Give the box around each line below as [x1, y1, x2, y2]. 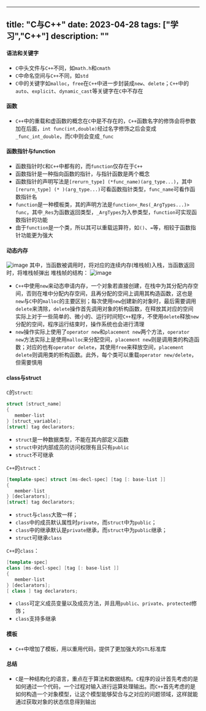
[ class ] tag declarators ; [6, 588, 78, 594]
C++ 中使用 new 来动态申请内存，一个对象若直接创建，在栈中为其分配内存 [15, 282, 193, 290]
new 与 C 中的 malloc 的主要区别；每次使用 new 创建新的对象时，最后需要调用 [15, 298, 196, 305]
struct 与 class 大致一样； [15, 511, 78, 518]
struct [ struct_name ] [6, 401, 62, 407]
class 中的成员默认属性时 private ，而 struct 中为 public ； [15, 519, 157, 526]
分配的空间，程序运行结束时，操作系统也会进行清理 [15, 320, 145, 328]
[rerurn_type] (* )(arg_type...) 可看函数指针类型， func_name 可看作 [15, 185, 190, 193]
